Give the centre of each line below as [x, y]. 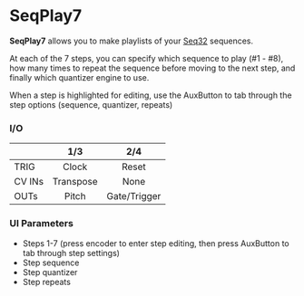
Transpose [75, 182]
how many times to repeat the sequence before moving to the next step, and [152, 68]
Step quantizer [50, 272]
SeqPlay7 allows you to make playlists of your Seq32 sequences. [132, 41]
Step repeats [46, 282]
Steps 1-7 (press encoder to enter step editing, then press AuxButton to [156, 243]
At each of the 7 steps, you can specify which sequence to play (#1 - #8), [147, 58]
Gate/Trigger [134, 196]
